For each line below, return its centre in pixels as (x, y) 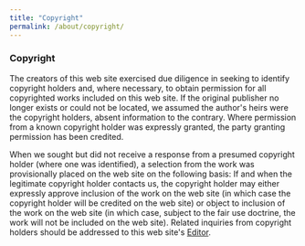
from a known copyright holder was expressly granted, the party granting (147, 127)
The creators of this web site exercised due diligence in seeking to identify (150, 78)
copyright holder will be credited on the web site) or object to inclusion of (147, 203)
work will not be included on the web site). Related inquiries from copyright (151, 222)
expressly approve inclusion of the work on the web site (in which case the (150, 193)
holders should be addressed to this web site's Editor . (110, 232)
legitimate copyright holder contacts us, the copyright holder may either (145, 183)
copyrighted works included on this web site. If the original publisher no (144, 98)
